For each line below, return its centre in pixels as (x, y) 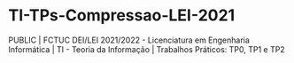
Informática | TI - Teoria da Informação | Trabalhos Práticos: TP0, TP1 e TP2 (147, 49)
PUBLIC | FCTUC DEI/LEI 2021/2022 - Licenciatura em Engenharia (129, 40)
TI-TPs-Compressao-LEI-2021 (122, 16)
